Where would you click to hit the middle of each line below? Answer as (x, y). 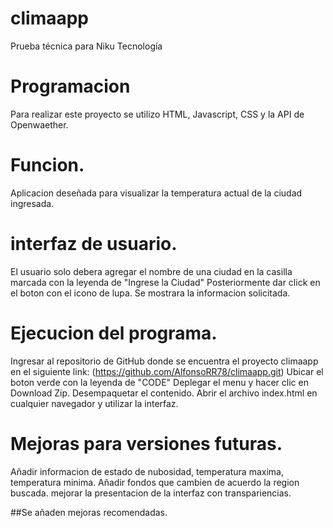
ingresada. (32, 203)
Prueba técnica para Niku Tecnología (86, 46)
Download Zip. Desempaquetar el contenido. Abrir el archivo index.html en (164, 393)
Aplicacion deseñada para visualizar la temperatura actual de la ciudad (156, 193)
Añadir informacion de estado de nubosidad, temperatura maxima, (147, 471)
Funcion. (47, 165)
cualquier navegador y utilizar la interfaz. (94, 403)
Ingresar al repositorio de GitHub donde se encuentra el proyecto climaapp (164, 361)
